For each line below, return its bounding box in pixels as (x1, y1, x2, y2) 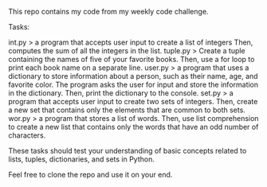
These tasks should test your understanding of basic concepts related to (8, 146, 247, 155)
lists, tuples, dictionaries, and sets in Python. (8, 154, 155, 164)
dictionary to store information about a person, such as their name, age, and (8, 72, 258, 80)
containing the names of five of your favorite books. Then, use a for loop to (8, 55, 255, 64)
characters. (8, 131, 46, 140)
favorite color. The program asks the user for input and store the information (8, 80, 259, 89)
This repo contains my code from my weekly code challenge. (8, 7, 209, 16)
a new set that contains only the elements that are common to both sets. (8, 105, 245, 115)
